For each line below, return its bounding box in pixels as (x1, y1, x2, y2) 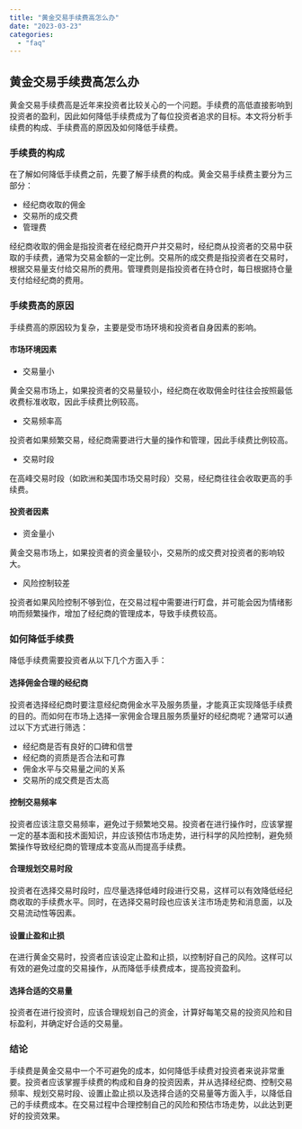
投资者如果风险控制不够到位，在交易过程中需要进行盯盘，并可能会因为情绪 (9, 596, 285, 608)
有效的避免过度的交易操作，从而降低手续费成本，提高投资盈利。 (9, 963, 245, 974)
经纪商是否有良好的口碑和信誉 (22, 741, 133, 751)
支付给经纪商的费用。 (9, 275, 88, 286)
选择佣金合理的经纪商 (9, 677, 88, 687)
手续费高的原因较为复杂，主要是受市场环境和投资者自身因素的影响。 (9, 322, 262, 332)
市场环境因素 (9, 344, 57, 355)
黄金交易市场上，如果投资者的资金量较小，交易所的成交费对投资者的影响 (9, 547, 277, 559)
